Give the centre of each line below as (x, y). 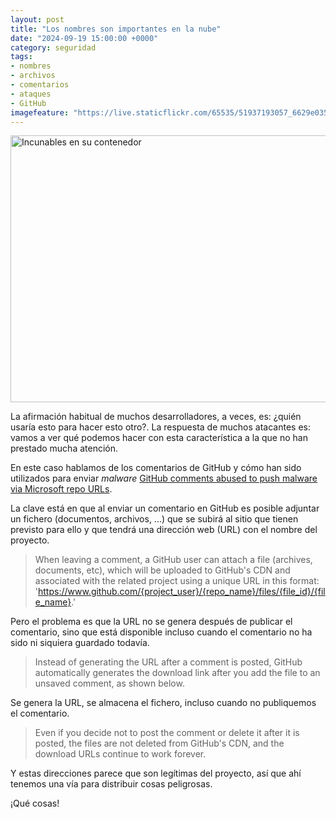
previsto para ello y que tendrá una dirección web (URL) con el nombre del (164, 530)
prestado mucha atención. (64, 448)
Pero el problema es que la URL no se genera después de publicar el (151, 622)
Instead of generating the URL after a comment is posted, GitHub (168, 662)
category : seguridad (53, 47)
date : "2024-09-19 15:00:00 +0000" (84, 38)
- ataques (31, 94)
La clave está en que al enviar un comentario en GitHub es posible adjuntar (165, 508)
